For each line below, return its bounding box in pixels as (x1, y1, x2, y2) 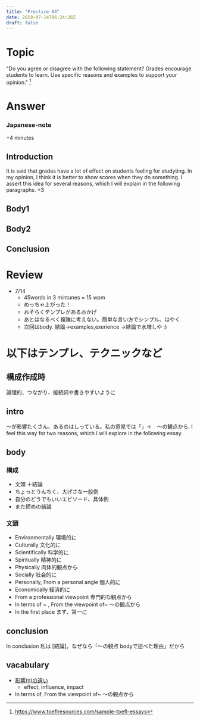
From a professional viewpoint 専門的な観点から (14, 594, 132, 601)
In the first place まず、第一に (14, 608, 87, 616)
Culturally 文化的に (14, 541, 61, 548)
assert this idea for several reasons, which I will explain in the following (6, 180, 180, 188)
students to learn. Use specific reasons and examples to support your (6, 71, 177, 79)
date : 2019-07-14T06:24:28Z (6, 14, 76, 20)
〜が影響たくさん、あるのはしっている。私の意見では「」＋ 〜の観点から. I (6, 423, 193, 430)
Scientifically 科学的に (14, 549, 69, 556)
